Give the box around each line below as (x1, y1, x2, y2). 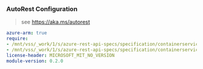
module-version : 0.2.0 (6, 58, 63, 64)
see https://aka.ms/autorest (21, 19, 91, 26)
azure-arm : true (6, 30, 47, 36)
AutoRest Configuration (6, 5, 78, 13)
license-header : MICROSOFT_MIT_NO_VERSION (6, 52, 115, 58)
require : (6, 35, 28, 42)
